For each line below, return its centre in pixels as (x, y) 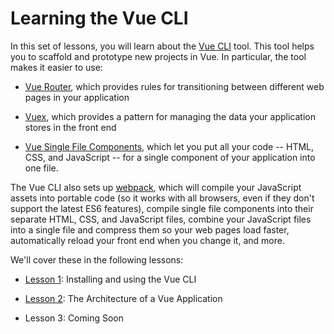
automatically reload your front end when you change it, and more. (147, 240)
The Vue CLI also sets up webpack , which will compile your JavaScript (156, 187)
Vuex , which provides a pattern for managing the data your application (170, 116)
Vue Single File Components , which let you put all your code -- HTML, (169, 146)
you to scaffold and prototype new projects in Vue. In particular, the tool (158, 56)
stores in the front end (70, 127)
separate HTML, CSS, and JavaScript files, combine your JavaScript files (161, 219)
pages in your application (77, 97)
